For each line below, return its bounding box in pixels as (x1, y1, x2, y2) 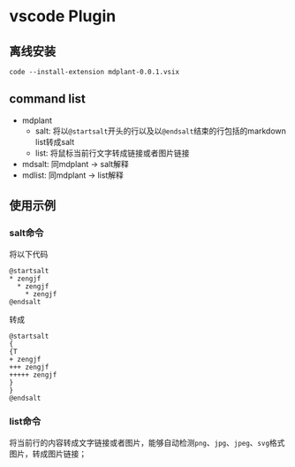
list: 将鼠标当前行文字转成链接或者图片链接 (34, 148, 190, 158)
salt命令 (9, 227, 44, 240)
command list (9, 91, 86, 107)
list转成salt (34, 136, 75, 147)
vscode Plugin (9, 6, 117, 27)
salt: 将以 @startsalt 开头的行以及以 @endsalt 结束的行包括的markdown (34, 126, 287, 136)
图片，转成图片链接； (9, 448, 87, 459)
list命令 (9, 416, 42, 428)
